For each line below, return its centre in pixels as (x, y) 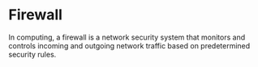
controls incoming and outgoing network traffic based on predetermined (129, 45)
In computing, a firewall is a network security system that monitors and (127, 37)
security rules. (32, 54)
